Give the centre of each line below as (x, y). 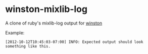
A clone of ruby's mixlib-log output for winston (54, 23)
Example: (15, 32)
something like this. (28, 46)
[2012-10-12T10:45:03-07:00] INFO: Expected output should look (74, 42)
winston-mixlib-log (46, 9)
